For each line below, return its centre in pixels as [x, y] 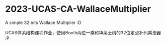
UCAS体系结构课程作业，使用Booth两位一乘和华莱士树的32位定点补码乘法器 [83, 32]
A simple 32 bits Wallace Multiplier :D [43, 22]
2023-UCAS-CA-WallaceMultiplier [78, 9]
